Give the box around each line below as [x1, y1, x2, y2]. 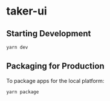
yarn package [6, 89, 39, 95]
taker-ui [6, 4, 47, 18]
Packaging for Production [6, 61, 105, 71]
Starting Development [6, 28, 91, 39]
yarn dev [6, 44, 28, 50]
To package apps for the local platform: [6, 77, 105, 84]
